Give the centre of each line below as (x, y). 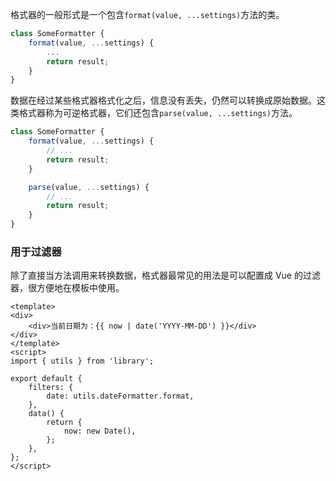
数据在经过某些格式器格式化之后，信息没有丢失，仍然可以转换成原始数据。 (163, 100)
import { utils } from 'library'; (82, 361)
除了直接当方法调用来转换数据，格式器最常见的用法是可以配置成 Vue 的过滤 (165, 275)
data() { (46, 414)
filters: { (51, 388)
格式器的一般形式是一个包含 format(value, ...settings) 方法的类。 (147, 14)
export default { (46, 379)
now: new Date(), (100, 431)
